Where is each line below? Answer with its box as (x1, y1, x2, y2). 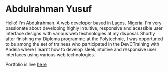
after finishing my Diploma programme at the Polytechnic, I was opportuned (5, 36, 163, 42)
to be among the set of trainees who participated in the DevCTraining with (5, 41, 160, 47)
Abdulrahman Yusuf (5, 3, 92, 15)
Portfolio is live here (5, 61, 47, 67)
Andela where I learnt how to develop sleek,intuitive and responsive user (5, 46, 157, 52)
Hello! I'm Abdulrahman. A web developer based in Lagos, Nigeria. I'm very (5, 20, 162, 26)
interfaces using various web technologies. (5, 51, 95, 58)
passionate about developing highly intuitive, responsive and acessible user (5, 25, 163, 31)
